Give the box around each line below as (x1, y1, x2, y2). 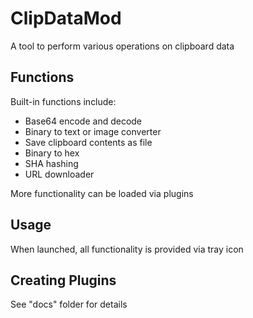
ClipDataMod (10, 7, 122, 30)
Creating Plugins (10, 272, 117, 289)
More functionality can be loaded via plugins (10, 187, 194, 199)
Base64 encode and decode (24, 115, 143, 127)
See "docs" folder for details (10, 298, 128, 311)
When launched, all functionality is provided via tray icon (10, 243, 244, 255)
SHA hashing (24, 157, 79, 169)
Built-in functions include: (10, 95, 117, 107)
